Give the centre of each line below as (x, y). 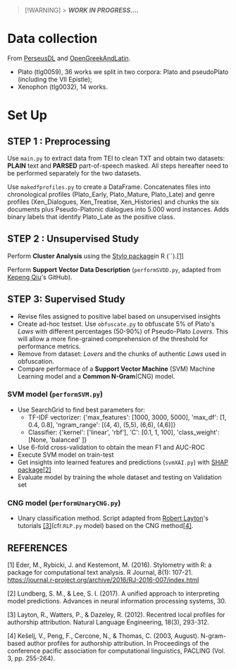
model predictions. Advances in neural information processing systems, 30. (117, 601)
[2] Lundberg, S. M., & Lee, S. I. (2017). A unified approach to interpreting (113, 593)
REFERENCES (38, 548)
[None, (38, 439)
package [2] (34, 469)
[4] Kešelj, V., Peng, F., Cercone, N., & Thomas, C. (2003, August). (103, 636)
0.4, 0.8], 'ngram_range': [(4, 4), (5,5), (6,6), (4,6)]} (102, 424)
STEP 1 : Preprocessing (59, 141)
